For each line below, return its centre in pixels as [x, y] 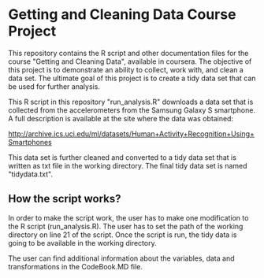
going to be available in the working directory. [82, 243]
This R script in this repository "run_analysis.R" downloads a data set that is [131, 102]
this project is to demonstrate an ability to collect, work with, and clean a [126, 69]
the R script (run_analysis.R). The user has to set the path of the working [126, 226]
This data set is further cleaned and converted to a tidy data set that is [122, 157]
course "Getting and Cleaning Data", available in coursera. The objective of [130, 61]
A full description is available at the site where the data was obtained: [121, 118]
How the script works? [65, 199]
